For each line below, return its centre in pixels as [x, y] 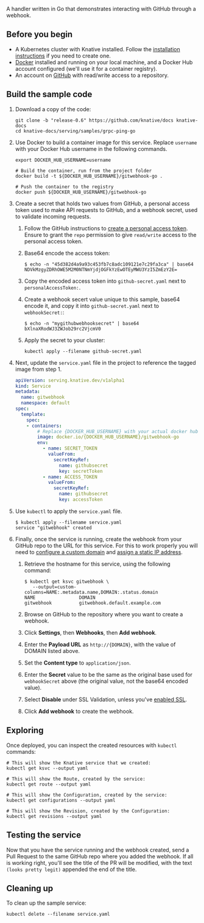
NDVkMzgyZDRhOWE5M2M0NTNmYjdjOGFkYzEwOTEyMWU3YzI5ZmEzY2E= [101, 269]
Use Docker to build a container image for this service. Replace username [106, 142]
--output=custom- [55, 587]
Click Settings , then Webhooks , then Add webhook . [90, 632]
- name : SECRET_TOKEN [70, 448]
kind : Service [33, 386]
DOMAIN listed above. [52, 651]
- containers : [44, 426]
